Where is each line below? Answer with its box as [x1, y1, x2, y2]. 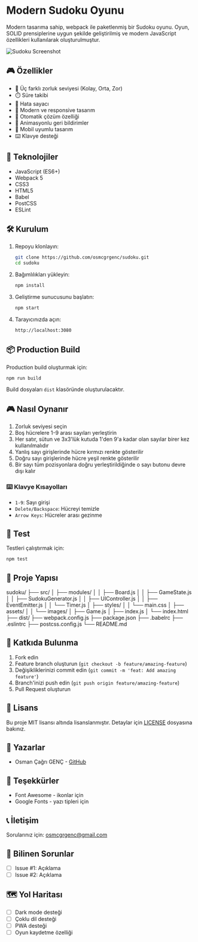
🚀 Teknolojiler [6, 152, 59, 162]
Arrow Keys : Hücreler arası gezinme [14, 511, 103, 519]
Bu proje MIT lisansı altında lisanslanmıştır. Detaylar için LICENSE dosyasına [6, 719, 193, 726]
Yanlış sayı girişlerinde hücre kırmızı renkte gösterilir [14, 449, 144, 456]
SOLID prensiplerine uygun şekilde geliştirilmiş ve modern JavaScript [6, 29, 176, 37]
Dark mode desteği [14, 908, 62, 916]
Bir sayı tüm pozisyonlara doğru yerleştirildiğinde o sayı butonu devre [14, 461, 186, 468]
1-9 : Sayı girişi [14, 498, 50, 506]
